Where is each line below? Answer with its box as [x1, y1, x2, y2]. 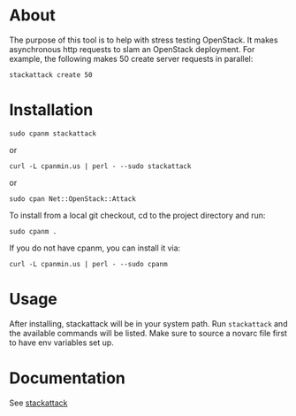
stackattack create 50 [9, 70, 93, 80]
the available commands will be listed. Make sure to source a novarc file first [9, 327, 287, 338]
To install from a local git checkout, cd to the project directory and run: [9, 210, 266, 220]
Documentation [9, 368, 126, 388]
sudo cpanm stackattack [9, 129, 97, 138]
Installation [9, 100, 94, 120]
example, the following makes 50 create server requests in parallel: [9, 53, 254, 64]
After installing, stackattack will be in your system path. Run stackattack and [9, 318, 288, 328]
